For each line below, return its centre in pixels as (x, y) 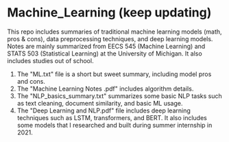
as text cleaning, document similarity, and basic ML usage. (100, 103)
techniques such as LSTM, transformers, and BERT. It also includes (112, 117)
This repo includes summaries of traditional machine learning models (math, (114, 32)
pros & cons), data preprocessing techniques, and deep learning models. (110, 38)
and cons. (31, 81)
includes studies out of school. (50, 60)
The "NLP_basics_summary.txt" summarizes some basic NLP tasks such (119, 96)
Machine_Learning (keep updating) (109, 13)
